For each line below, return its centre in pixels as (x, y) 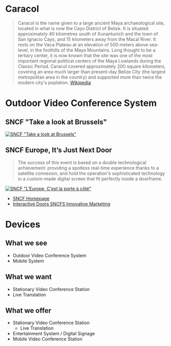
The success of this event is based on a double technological (82, 162)
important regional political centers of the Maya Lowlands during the (89, 61)
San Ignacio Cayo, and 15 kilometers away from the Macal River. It (87, 39)
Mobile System (28, 261)
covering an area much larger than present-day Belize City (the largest (92, 71)
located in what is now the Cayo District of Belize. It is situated (83, 28)
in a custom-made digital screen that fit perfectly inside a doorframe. (90, 178)
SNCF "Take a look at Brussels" (56, 122)
